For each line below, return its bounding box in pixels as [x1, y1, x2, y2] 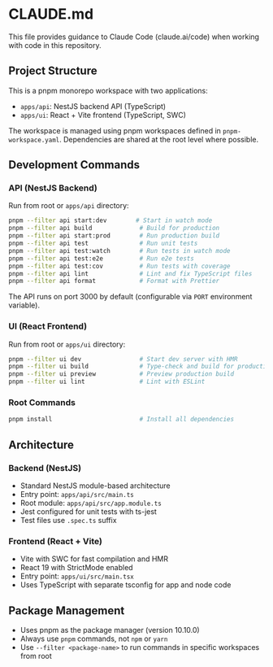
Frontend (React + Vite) [8, 535, 103, 547]
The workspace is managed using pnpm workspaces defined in [8, 125, 222, 135]
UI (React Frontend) [8, 320, 88, 332]
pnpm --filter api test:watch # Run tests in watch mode [8, 246, 231, 255]
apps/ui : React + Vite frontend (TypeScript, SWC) [19, 110, 187, 120]
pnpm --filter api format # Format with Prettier [8, 277, 220, 286]
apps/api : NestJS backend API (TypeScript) [19, 101, 167, 111]
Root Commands [8, 397, 76, 408]
